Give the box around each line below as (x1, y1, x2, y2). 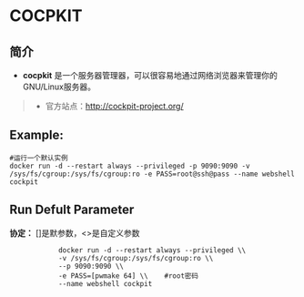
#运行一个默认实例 (9, 153, 68, 162)
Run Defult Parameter (9, 202, 135, 218)
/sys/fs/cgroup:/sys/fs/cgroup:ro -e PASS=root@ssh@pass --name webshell (9, 169, 296, 179)
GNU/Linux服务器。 (22, 81, 96, 92)
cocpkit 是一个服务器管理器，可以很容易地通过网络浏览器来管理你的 (22, 70, 278, 80)
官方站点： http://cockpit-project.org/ (45, 101, 184, 111)
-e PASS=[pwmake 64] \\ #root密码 (57, 271, 198, 281)
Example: (9, 128, 64, 143)
